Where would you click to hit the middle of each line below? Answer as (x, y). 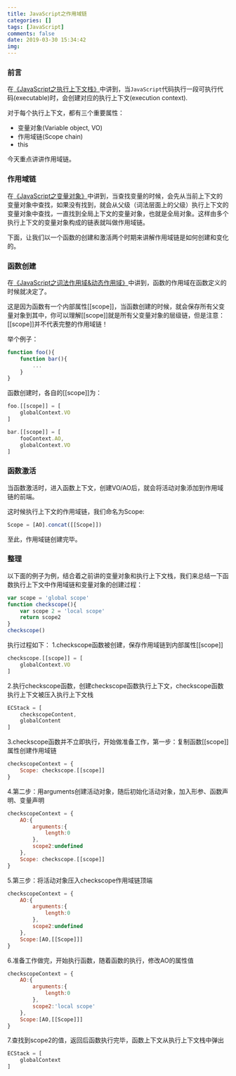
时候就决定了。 (29, 291)
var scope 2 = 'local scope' (63, 611)
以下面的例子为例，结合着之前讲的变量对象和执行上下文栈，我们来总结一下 (115, 575)
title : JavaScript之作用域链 (47, 14)
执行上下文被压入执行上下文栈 (50, 694)
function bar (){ (44, 359)
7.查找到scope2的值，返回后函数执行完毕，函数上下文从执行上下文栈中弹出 (116, 1040)
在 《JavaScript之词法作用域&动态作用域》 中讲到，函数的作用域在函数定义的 (117, 282)
